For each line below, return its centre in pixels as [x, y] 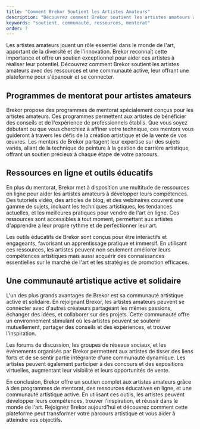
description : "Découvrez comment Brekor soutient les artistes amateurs [98, 17]
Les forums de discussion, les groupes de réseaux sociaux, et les [86, 345]
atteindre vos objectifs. [34, 419]
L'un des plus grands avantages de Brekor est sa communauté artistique [95, 295]
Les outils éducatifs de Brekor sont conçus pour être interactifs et [87, 237]
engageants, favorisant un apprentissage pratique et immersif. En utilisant [96, 243]
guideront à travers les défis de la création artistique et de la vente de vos [96, 135]
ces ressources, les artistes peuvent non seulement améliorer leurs [88, 249]
